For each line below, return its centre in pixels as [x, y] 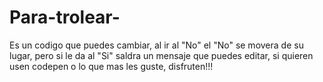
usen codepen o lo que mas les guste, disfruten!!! [111, 66]
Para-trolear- [65, 17]
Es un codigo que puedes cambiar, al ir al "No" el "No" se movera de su [156, 45]
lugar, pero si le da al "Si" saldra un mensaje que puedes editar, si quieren [161, 55]
